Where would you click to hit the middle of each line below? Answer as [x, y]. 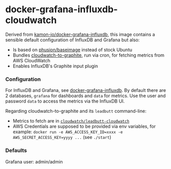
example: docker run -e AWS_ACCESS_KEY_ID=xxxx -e [68, 132]
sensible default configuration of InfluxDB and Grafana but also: [72, 40]
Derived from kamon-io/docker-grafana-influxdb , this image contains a [80, 34]
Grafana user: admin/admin [34, 161]
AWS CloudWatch [31, 60]
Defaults [16, 151]
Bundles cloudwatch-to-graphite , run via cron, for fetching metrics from [89, 55]
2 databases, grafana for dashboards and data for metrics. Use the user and [85, 96]
